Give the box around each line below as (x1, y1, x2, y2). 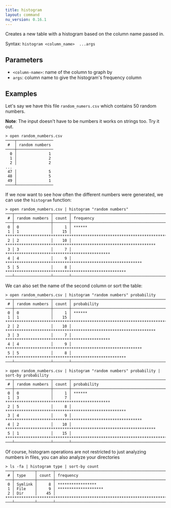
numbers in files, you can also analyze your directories (5, 454, 120, 460)
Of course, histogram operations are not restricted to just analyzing (5, 449, 147, 454)
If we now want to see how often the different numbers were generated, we (5, 192, 164, 197)
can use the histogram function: (5, 197, 72, 203)
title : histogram (5, 7, 42, 13)
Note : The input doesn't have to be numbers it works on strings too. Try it (5, 118, 160, 124)
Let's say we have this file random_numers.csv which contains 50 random (5, 103, 157, 109)
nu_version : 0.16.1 (5, 17, 47, 22)
